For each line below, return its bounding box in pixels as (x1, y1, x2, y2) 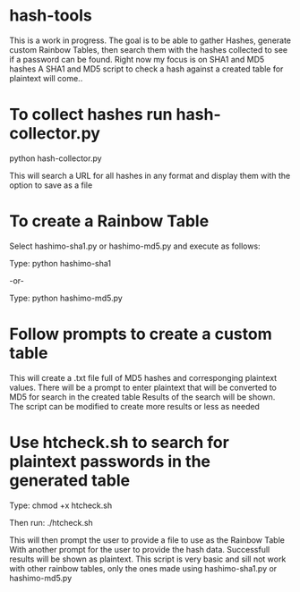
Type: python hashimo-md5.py (9, 292, 123, 303)
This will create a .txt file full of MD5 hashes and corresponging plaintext (9, 372, 278, 383)
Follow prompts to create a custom (9, 324, 272, 344)
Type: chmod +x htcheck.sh (9, 500, 113, 511)
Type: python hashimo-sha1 (9, 258, 112, 268)
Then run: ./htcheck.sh (9, 517, 94, 528)
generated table (9, 470, 131, 490)
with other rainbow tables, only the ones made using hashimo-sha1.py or (9, 562, 278, 573)
